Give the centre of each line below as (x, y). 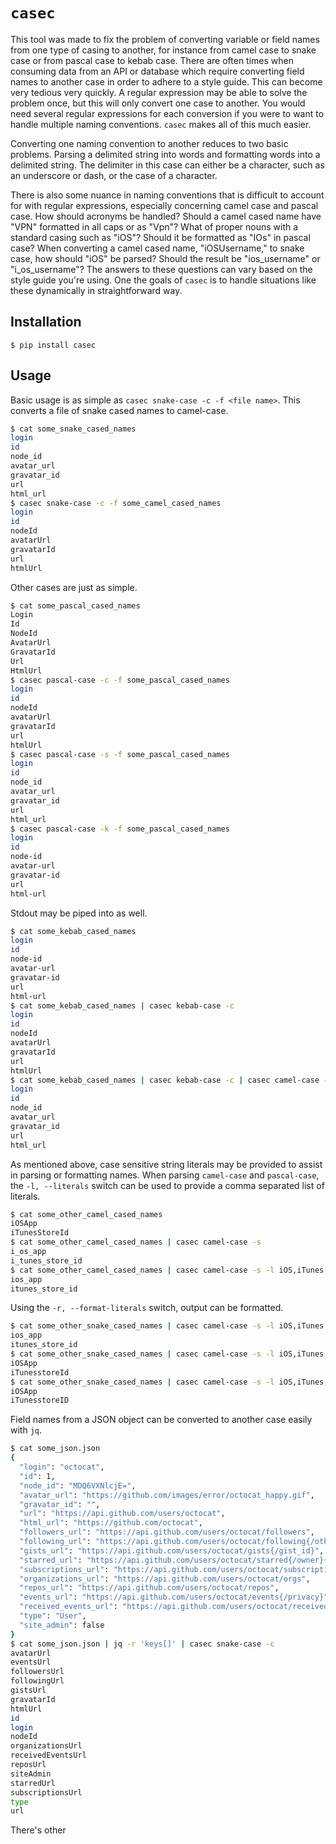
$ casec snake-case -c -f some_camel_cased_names (116, 503)
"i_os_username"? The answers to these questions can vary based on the (161, 269)
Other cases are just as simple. (74, 587)
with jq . (26, 1430)
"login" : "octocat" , (62, 1467)
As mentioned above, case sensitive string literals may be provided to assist (166, 1164)
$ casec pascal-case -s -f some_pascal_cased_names (120, 754)
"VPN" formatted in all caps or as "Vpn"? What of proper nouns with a (154, 226)
